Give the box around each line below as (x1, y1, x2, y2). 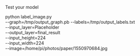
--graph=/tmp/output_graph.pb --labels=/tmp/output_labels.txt (5, 19, 135, 25)
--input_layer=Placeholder (5, 24, 59, 30)
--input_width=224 (5, 40, 44, 46)
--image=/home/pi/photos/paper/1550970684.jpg (5, 46, 107, 51)
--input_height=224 (5, 35, 46, 41)
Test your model (5, 4, 39, 10)
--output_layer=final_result (5, 30, 60, 35)
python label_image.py (5, 14, 52, 19)
